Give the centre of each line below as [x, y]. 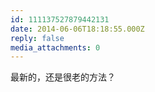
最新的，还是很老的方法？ [63, 77]
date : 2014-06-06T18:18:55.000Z [77, 29]
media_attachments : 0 [55, 47]
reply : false [37, 38]
